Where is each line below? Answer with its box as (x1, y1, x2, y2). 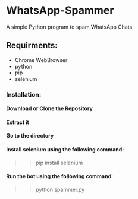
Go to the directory (6, 132, 54, 139)
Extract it (6, 119, 30, 126)
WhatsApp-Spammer (6, 4, 114, 17)
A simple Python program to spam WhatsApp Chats (6, 23, 133, 30)
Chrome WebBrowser (14, 56, 68, 63)
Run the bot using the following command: (6, 173, 114, 180)
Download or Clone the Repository (6, 105, 93, 112)
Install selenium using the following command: (6, 146, 124, 153)
